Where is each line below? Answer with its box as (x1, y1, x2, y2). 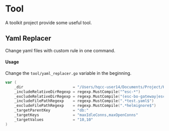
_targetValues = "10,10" (14, 117, 94, 122)
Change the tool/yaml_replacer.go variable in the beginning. (5, 70, 132, 76)
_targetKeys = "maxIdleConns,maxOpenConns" (14, 112, 138, 118)
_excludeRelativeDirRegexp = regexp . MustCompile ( (14, 94, 121, 99)
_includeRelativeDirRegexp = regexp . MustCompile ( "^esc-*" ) (14, 89, 141, 94)
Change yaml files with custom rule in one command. (5, 47, 116, 53)
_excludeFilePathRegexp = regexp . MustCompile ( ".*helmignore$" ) (14, 103, 156, 108)
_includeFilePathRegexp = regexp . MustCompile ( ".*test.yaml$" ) (14, 98, 154, 103)
